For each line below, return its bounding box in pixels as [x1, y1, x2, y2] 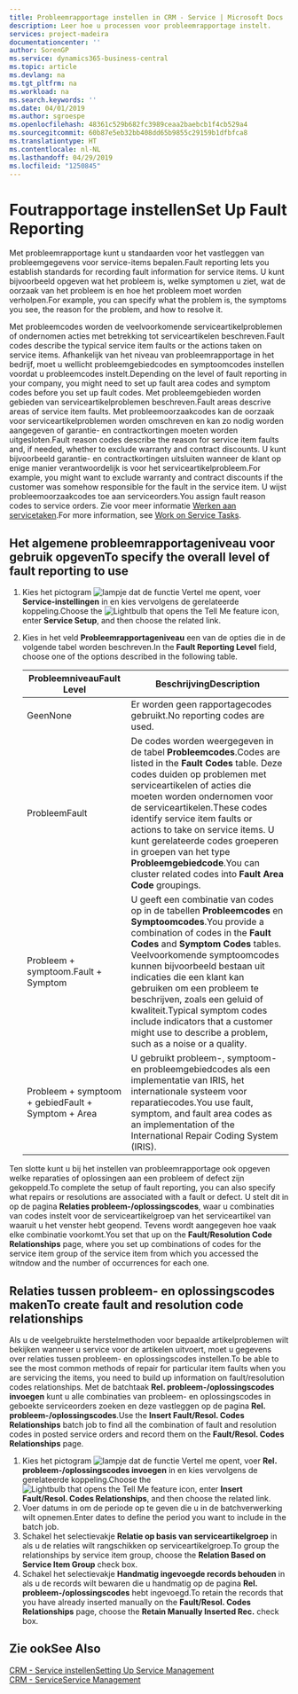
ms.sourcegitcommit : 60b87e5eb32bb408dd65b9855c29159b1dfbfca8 [9, 129, 248, 137]
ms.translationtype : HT [9, 137, 98, 145]
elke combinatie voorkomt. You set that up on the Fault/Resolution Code [9, 1229, 272, 1240]
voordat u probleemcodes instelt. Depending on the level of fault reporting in [9, 369, 287, 380]
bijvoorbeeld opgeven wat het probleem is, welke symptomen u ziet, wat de [9, 276, 286, 286]
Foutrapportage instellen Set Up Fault [9, 200, 288, 220]
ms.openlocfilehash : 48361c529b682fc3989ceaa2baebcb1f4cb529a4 [9, 121, 248, 129]
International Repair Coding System [130, 1130, 278, 1142]
